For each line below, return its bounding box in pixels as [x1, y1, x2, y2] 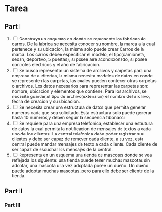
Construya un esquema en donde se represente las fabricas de [19, 36, 146, 41]
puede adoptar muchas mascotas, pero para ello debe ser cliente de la [11, 168, 154, 173]
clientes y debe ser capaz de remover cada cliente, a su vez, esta [11, 136, 144, 142]
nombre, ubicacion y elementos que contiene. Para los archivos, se [11, 88, 147, 94]
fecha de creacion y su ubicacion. [11, 98, 80, 104]
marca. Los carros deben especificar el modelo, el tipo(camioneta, [11, 52, 145, 57]
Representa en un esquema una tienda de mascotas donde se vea [19, 152, 152, 158]
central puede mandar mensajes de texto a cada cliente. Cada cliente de [11, 141, 158, 147]
